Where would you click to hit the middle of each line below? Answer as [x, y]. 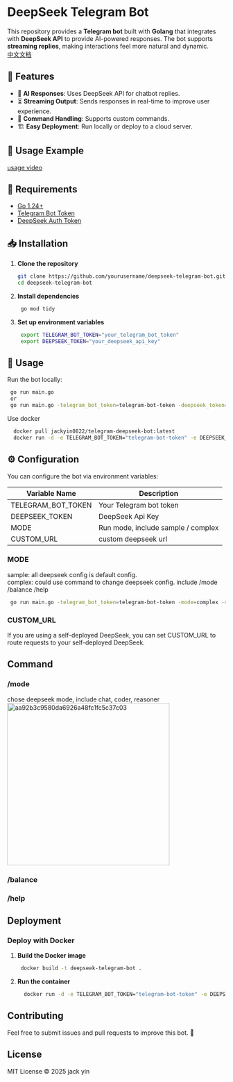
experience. [34, 111]
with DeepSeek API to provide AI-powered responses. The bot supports [110, 38]
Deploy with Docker [41, 940]
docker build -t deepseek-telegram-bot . [81, 968]
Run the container [44, 982]
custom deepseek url [133, 539]
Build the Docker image [52, 956]
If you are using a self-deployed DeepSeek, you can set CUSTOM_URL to [112, 635]
